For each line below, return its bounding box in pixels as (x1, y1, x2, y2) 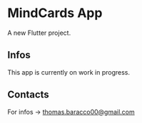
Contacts (7, 89, 50, 101)
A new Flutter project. (7, 28, 71, 37)
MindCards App (7, 5, 103, 21)
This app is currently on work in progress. (7, 68, 131, 76)
